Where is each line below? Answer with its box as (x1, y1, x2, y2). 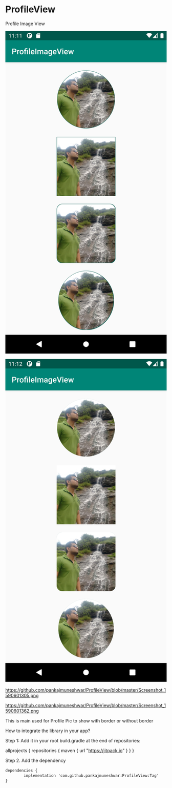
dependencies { (5, 768, 38, 773)
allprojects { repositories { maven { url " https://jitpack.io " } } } (5, 747, 135, 754)
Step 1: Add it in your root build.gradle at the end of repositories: (5, 737, 141, 743)
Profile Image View (5, 20, 45, 27)
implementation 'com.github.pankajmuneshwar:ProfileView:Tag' (24, 773, 159, 778)
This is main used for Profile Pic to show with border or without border (5, 717, 154, 723)
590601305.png (5, 692, 39, 698)
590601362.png (5, 708, 39, 714)
